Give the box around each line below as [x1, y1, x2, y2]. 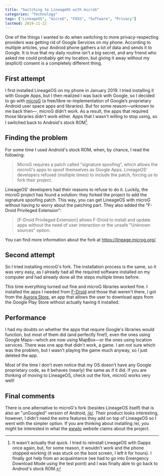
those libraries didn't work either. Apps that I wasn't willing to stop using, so [5, 114, 158, 119]
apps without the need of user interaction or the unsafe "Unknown [17, 222, 150, 228]
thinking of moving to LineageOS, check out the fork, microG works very [5, 373, 151, 379]
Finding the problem [5, 134, 68, 142]
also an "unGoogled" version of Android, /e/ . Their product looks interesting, [5, 410, 159, 416]
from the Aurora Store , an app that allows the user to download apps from [5, 294, 154, 300]
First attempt [5, 74, 45, 83]
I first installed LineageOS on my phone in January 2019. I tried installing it [5, 88, 154, 94]
